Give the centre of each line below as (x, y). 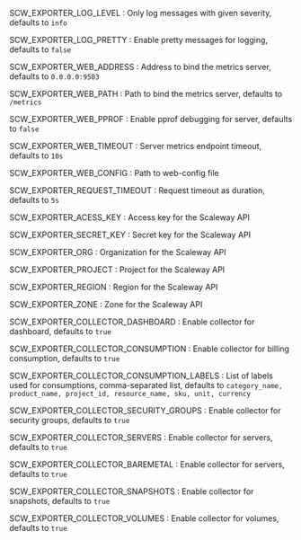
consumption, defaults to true (65, 358)
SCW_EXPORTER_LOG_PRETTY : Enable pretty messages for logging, (138, 40)
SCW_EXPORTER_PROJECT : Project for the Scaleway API (117, 270)
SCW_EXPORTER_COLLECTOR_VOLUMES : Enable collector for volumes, (144, 518)
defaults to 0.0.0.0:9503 (54, 76)
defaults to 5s (35, 200)
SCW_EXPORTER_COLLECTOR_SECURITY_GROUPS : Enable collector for (145, 411)
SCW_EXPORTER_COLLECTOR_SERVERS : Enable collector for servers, (141, 438)
